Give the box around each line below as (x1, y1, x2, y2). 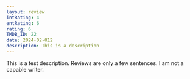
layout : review (6, 9, 45, 15)
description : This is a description (6, 43, 99, 49)
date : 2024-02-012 (6, 37, 53, 43)
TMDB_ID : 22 (6, 32, 37, 38)
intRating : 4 (6, 15, 40, 21)
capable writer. (6, 66, 44, 73)
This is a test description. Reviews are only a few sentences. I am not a (6, 59, 184, 67)
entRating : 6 (6, 20, 40, 26)
